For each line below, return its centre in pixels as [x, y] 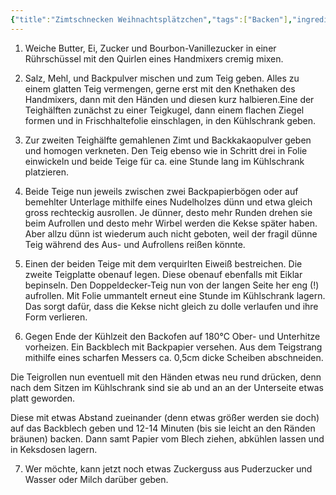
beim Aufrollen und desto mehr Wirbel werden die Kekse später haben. [171, 223]
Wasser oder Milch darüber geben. [96, 479]
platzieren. [46, 172]
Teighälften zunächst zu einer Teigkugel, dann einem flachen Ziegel [164, 110]
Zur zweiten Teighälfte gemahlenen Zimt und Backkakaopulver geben [168, 140]
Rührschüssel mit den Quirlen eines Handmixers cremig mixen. [154, 58]
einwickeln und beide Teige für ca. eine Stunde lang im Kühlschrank [164, 161]
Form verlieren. [56, 317]
